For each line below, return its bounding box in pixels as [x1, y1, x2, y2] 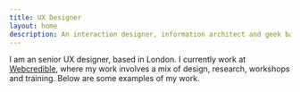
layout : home [9, 21, 58, 30]
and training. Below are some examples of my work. [9, 73, 200, 84]
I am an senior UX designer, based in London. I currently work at [9, 54, 246, 65]
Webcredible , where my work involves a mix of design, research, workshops [9, 63, 290, 74]
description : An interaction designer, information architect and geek [9, 29, 281, 38]
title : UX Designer [9, 13, 82, 22]
